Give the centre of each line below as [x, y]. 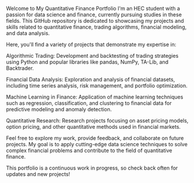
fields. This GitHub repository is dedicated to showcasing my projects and [95, 21]
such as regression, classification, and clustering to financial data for [89, 103]
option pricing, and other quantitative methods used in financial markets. [93, 127]
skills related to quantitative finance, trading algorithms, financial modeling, [96, 27]
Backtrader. [20, 68]
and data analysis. [28, 33]
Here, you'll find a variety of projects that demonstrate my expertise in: [91, 44]
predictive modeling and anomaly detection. [59, 109]
